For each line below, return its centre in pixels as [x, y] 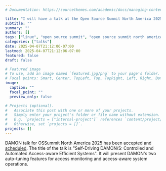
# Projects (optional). [30, 106]
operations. [17, 164]
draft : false [19, 60]
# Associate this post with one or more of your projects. [69, 110]
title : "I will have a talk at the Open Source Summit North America [78, 19]
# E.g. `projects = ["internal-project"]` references [64, 119]
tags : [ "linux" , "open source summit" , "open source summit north [75, 37]
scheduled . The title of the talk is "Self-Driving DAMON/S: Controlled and [80, 148]
